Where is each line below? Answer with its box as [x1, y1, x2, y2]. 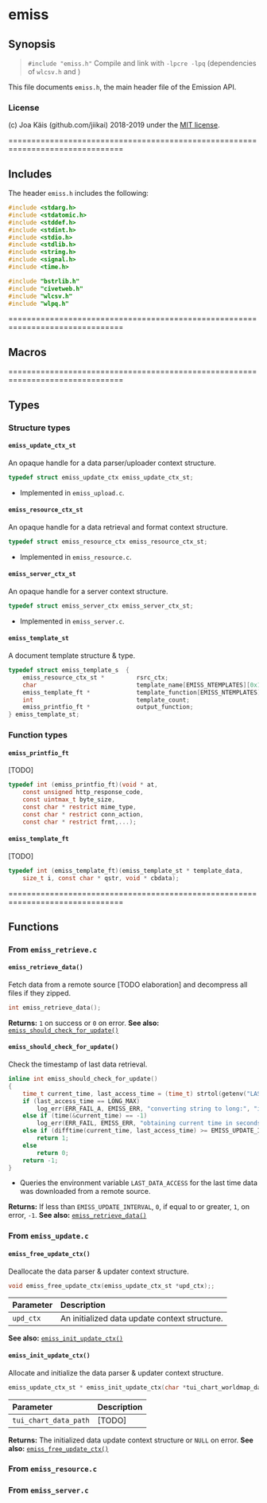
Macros [8, 345, 47, 359]
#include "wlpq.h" [8, 299, 69, 307]
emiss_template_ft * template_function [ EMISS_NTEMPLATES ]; [22, 688, 265, 696]
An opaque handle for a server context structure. [8, 586, 168, 596]
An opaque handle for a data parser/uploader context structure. [8, 458, 217, 468]
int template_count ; [22, 695, 191, 704]
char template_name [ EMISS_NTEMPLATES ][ [22, 681, 250, 689]
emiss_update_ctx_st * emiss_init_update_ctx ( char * [8, 1384, 187, 1391]
